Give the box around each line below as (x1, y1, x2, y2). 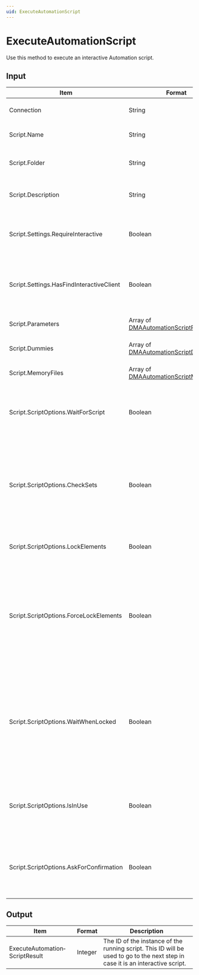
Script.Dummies (9, 344, 54, 353)
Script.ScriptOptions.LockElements (9, 543, 107, 551)
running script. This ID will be (103, 945, 185, 953)
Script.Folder (9, 159, 46, 167)
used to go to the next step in (103, 952, 185, 960)
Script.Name (9, 131, 44, 139)
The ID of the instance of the (103, 937, 183, 945)
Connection (9, 106, 41, 115)
